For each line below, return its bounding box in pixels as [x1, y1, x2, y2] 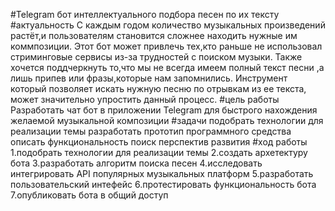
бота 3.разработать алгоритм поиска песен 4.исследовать [10, 157, 263, 169]
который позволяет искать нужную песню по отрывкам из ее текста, [10, 83, 307, 94]
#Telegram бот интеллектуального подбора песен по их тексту [10, 9, 280, 20]
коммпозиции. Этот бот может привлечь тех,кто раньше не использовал [10, 40, 323, 52]
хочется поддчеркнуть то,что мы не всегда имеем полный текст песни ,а [10, 62, 325, 73]
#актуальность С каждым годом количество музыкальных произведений [10, 19, 326, 31]
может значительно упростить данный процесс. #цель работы [10, 94, 280, 105]
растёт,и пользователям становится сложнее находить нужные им [10, 30, 298, 41]
